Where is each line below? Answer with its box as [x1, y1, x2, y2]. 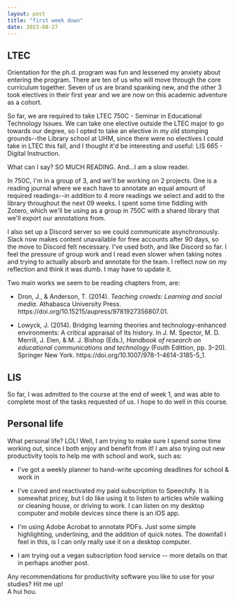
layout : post [7, 10, 46, 18]
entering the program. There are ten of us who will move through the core [7, 75, 221, 85]
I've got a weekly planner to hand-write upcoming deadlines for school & [17, 465, 229, 473]
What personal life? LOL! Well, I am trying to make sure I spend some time [7, 436, 221, 445]
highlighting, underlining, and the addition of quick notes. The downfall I [17, 530, 227, 538]
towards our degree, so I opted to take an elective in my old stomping [7, 127, 209, 135]
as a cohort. [7, 98, 42, 106]
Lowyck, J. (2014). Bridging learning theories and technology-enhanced [17, 321, 227, 330]
